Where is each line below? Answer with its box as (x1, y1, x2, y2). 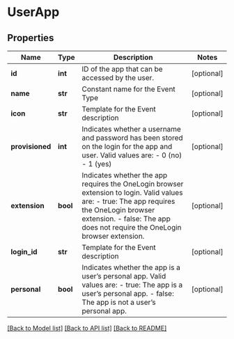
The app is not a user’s (81, 297, 156, 307)
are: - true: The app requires (81, 196, 175, 206)
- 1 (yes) (81, 159, 112, 168)
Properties (7, 32, 54, 44)
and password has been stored (81, 133, 183, 143)
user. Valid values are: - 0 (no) (81, 150, 182, 160)
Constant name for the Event (81, 84, 175, 94)
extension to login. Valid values (81, 188, 183, 197)
